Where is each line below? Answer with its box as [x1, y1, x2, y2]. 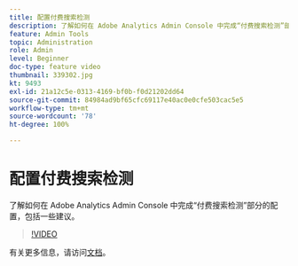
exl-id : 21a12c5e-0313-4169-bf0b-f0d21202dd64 [9, 87, 184, 96]
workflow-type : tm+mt [9, 104, 90, 113]
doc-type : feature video [9, 63, 101, 72]
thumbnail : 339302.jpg [9, 71, 93, 80]
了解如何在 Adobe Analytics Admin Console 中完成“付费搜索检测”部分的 [9, 199, 271, 210]
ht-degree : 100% [9, 121, 69, 129]
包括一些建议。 [24, 210, 80, 222]
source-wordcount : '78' [9, 112, 98, 121]
